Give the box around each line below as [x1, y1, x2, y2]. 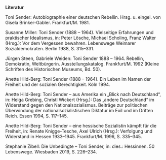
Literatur [5, 5, 24, 10]
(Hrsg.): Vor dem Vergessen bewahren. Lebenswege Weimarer [5, 40, 136, 46]
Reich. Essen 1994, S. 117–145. [5, 113, 68, 119]
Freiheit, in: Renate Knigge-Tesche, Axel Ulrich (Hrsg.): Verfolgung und [5, 128, 153, 134]
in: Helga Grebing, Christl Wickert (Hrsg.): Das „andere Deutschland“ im [5, 97, 154, 103]
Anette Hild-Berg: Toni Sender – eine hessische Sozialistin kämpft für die [5, 123, 157, 129]
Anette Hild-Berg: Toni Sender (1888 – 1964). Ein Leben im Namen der [5, 76, 151, 82]
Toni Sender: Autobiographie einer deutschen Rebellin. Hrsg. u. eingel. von [5, 14, 161, 20]
